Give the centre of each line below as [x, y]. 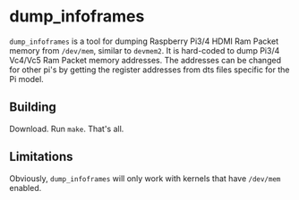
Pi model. [27, 79]
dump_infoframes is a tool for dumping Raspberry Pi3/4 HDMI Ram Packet [144, 41]
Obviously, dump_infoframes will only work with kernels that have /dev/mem [145, 178]
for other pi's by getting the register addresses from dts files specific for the [149, 70]
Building [33, 108]
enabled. [26, 187]
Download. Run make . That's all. [67, 129]
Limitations [41, 157]
